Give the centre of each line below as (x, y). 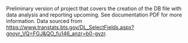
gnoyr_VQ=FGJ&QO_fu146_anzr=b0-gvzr (56, 34)
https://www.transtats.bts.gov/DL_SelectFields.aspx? (70, 27)
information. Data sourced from (44, 21)
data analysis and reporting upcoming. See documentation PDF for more (94, 15)
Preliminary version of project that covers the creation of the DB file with (94, 9)
